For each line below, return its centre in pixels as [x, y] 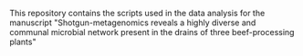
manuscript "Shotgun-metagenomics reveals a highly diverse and [133, 23]
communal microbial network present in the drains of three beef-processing [152, 32]
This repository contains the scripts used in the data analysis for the [137, 13]
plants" [23, 42]
